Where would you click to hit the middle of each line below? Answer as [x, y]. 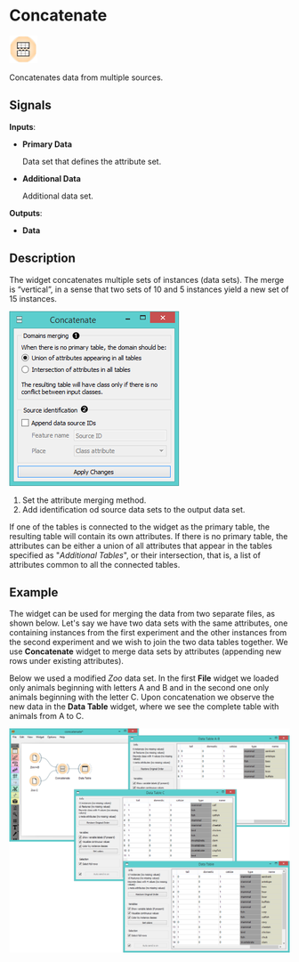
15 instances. [33, 298]
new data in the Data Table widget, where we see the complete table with [144, 707]
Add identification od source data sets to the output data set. [133, 509]
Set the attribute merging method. [84, 500]
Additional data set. [57, 196]
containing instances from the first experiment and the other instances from [148, 633]
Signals [30, 105]
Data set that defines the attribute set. [92, 161]
